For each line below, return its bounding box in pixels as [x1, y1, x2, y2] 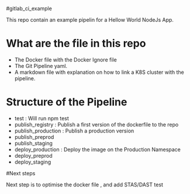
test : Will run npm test [14, 114, 69, 122]
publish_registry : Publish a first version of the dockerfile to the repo [14, 121, 179, 128]
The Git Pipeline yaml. [14, 62, 68, 69]
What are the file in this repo [6, 37, 146, 50]
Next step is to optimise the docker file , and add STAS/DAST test [6, 181, 164, 188]
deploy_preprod [14, 152, 53, 159]
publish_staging [14, 139, 53, 147]
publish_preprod [14, 133, 54, 140]
